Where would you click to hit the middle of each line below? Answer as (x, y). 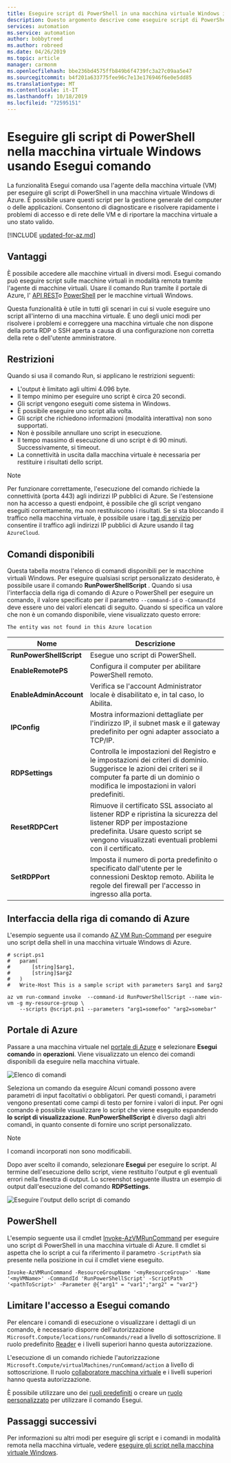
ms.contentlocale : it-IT (43, 90)
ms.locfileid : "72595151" (44, 103)
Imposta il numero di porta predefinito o (154, 860)
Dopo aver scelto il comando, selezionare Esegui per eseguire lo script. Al (112, 1164)
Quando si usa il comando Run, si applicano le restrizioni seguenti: (101, 376)
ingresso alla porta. (121, 894)
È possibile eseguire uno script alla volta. (75, 411)
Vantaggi (27, 257)
